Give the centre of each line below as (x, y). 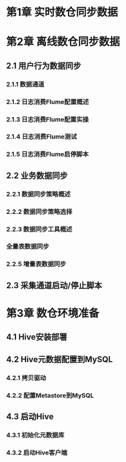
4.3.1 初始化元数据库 (35, 435)
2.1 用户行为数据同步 (44, 65)
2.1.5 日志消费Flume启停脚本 (47, 154)
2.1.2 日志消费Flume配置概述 (47, 102)
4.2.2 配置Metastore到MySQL (50, 395)
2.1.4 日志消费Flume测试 (42, 137)
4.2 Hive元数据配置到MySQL (60, 359)
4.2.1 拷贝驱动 (26, 378)
